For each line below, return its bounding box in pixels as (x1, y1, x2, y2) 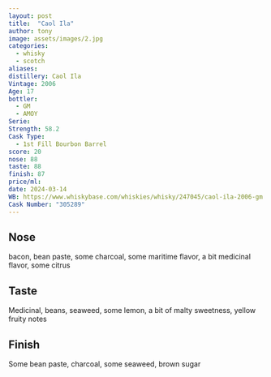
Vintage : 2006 (8, 79, 57, 88)
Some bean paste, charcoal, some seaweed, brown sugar (8, 358, 201, 369)
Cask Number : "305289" (8, 200, 85, 208)
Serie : (8, 118, 31, 126)
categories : (8, 42, 49, 50)
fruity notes (8, 314, 47, 324)
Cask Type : (8, 132, 45, 140)
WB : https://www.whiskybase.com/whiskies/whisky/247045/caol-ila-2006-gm (8, 192, 264, 201)
